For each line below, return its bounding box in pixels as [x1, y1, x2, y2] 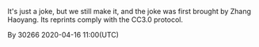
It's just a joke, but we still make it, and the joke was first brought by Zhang [7, 7, 251, 16]
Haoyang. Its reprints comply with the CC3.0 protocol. [7, 15, 184, 24]
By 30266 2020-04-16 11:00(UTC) [7, 31, 120, 39]
